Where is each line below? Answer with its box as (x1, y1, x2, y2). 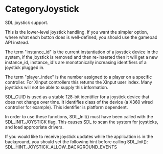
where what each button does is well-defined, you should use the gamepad (5, 34, 158, 40)
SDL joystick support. (5, 20, 48, 25)
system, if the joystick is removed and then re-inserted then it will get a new (5, 54, 158, 60)
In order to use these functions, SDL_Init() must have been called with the (5, 113, 153, 119)
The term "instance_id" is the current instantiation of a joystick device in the (5, 49, 158, 55)
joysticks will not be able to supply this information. (5, 84, 109, 90)
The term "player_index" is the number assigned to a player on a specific (5, 74, 152, 80)
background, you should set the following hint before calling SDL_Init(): (5, 138, 148, 145)
